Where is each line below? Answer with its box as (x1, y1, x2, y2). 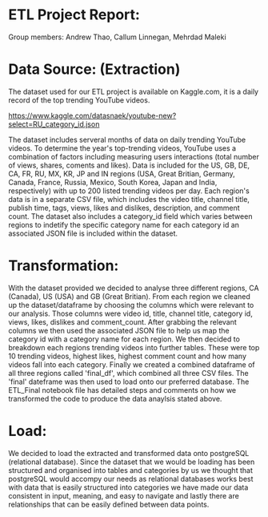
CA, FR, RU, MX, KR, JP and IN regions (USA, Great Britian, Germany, (8, 168, 236, 178)
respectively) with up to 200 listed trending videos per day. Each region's (8, 186, 250, 196)
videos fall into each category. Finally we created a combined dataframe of (8, 359, 255, 370)
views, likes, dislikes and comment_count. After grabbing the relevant (8, 317, 238, 326)
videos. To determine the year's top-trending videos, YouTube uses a (8, 143, 237, 153)
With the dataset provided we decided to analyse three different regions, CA (8, 283, 259, 293)
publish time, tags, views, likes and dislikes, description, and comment (8, 203, 240, 212)
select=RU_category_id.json (8, 119, 100, 129)
